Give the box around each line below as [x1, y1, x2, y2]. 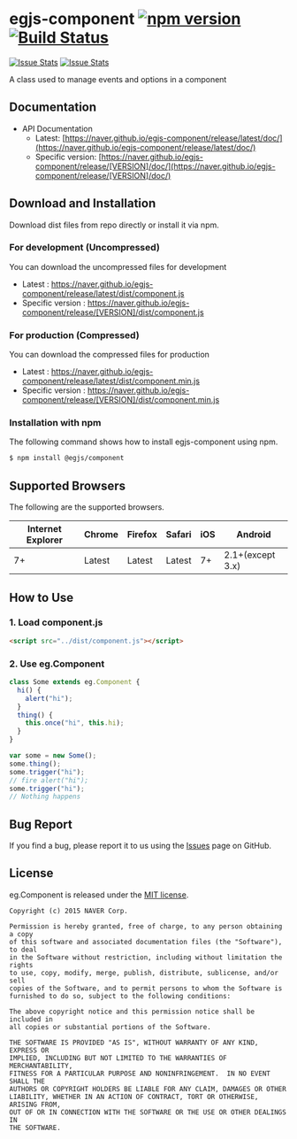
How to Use [9, 589, 74, 605]
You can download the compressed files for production [9, 350, 210, 360]
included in [9, 1014, 53, 1024]
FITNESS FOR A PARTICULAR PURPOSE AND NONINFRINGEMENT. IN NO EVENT [9, 1069, 271, 1078]
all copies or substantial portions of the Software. [9, 1022, 212, 1031]
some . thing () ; [9, 759, 62, 768]
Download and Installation [9, 196, 156, 212]
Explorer [26, 534, 64, 546]
